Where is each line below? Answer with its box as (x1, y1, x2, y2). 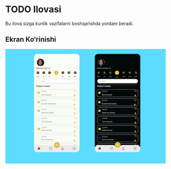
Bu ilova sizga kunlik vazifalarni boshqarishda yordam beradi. (5, 20, 134, 26)
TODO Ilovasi (5, 4, 62, 15)
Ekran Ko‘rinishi (5, 35, 56, 44)
